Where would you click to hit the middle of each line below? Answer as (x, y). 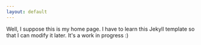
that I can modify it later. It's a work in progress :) (68, 35)
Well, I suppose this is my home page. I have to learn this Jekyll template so (100, 29)
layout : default (27, 12)
